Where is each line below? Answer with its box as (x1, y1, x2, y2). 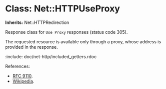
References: (5, 63, 30, 69)
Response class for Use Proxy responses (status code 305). (5, 29, 128, 35)
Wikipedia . (12, 78, 34, 84)
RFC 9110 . (12, 73, 33, 79)
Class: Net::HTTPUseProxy (5, 3, 120, 14)
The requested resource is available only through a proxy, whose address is (5, 38, 161, 45)
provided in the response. (5, 44, 58, 50)
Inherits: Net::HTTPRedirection (5, 19, 69, 25)
